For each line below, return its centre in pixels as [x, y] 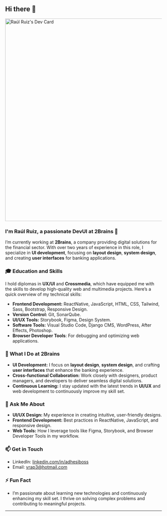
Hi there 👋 [21, 9]
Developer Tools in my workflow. [46, 436]
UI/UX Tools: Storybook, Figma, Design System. [62, 320]
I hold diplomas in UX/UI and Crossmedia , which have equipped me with [80, 284]
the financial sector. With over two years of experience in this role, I [74, 248]
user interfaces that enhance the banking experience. [68, 370]
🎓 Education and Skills [34, 271]
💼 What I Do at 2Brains [33, 354]
